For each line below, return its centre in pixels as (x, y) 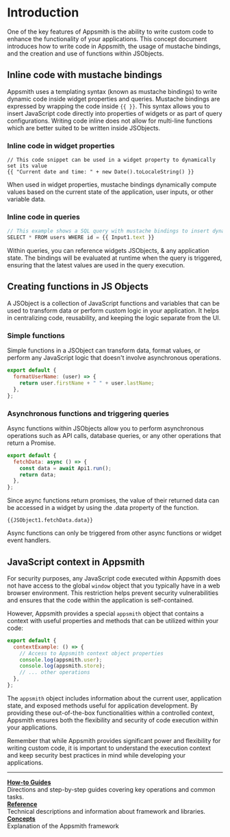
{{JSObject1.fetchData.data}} (50, 520)
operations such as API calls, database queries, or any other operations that (114, 435)
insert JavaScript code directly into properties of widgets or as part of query (115, 113)
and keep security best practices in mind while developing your (97, 755)
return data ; (38, 474)
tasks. (16, 797)
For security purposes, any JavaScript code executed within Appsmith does (114, 578)
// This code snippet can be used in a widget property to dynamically (111, 160)
